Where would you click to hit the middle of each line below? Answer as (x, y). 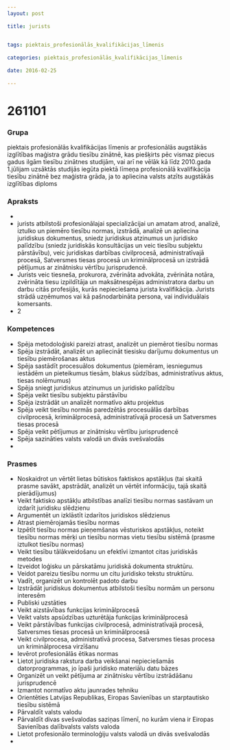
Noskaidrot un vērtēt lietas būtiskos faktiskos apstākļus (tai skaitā (110, 478)
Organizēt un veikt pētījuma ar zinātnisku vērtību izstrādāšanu (105, 675)
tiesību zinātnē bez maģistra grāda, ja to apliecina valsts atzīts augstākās (111, 176)
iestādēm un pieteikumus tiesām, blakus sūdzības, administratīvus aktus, (120, 373)
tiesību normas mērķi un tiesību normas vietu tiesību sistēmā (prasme (116, 537)
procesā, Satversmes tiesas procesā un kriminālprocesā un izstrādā (113, 260)
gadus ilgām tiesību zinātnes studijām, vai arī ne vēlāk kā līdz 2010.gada (109, 161)
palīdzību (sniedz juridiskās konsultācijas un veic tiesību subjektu (110, 246)
